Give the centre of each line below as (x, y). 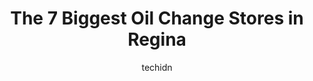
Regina (157, 39)
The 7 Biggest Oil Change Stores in (157, 18)
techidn (157, 67)
